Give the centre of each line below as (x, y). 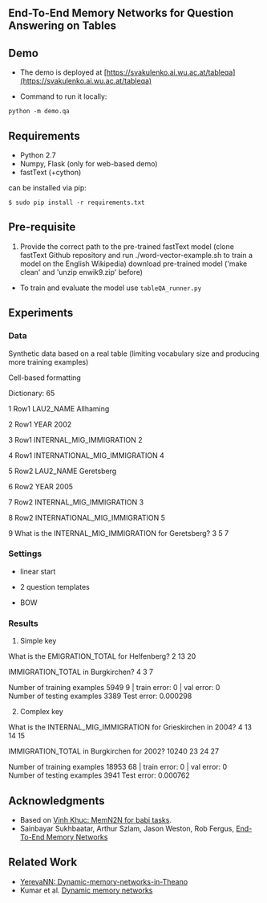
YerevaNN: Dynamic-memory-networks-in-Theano (104, 881)
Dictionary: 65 (32, 393)
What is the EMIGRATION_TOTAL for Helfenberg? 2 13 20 (102, 656)
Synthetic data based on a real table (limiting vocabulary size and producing (134, 353)
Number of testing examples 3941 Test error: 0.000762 (99, 775)
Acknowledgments (57, 801)
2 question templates (55, 586)
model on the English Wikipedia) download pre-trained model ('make (133, 264)
